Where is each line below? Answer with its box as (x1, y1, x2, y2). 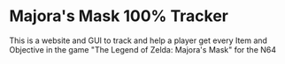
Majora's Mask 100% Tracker (9, 6, 228, 26)
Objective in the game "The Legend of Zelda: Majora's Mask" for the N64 (9, 44, 277, 54)
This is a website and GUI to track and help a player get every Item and (9, 35, 268, 46)
